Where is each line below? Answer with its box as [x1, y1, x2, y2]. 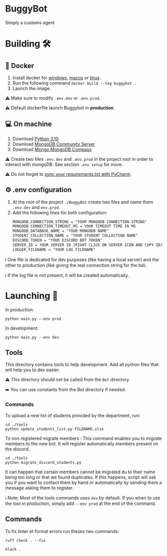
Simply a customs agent [5, 20, 55, 26]
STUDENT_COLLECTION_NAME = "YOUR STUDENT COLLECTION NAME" [12, 233, 138, 238]
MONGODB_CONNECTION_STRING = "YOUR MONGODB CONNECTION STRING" [12, 219, 147, 224]
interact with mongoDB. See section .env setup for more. [5, 161, 123, 167]
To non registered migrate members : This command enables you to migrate [5, 435, 162, 441]
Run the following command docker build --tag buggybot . [12, 80, 136, 86]
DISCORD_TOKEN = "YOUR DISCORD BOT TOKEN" [12, 238, 102, 243]
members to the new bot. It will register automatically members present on [5, 440, 158, 446]
